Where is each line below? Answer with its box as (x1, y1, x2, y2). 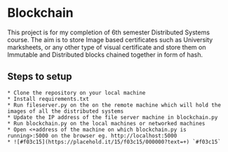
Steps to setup (7, 71, 72, 83)
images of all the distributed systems (7, 107, 124, 115)
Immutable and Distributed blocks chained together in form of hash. (7, 50, 203, 59)
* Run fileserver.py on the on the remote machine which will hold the (7, 102, 221, 109)
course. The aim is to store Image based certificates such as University (7, 35, 213, 43)
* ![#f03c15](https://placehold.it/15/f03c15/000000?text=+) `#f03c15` (7, 138, 221, 145)
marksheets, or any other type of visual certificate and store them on (7, 43, 206, 51)
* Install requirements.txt (7, 95, 90, 102)
